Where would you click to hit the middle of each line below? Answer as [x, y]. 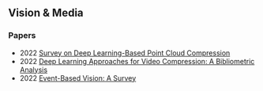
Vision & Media [46, 13]
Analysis [34, 70]
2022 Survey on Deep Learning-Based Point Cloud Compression [125, 53]
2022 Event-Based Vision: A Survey [78, 78]
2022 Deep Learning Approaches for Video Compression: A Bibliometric [137, 61]
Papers [22, 36]
